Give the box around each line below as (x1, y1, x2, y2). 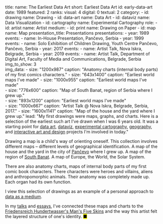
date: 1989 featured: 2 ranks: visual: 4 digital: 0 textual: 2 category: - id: (5, 9, 149, 15)
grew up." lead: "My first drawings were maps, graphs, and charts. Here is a (5, 113, 158, 119)
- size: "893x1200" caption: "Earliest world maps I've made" (5, 98, 126, 103)
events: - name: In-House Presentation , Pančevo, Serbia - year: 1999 (5, 35, 144, 41)
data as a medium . (5, 194, 43, 200)
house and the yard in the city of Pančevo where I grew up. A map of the (5, 149, 152, 155)
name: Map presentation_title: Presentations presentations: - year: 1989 (5, 30, 149, 36)
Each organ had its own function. (5, 179, 72, 185)
